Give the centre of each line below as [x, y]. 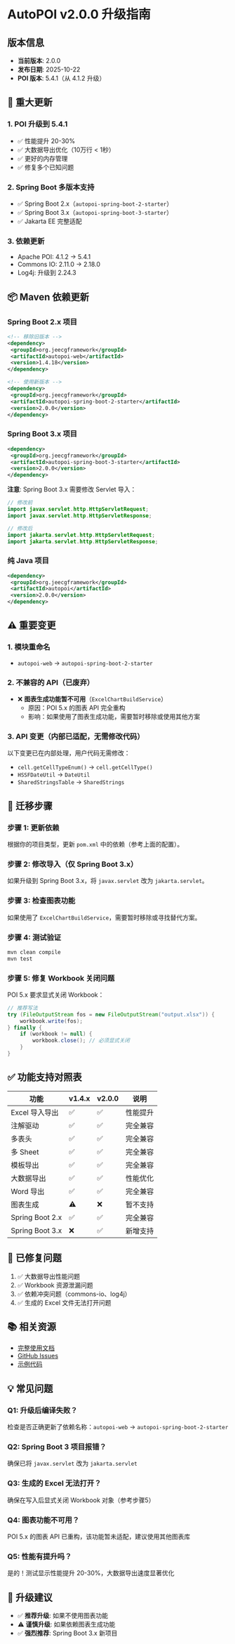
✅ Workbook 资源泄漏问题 [55, 1285]
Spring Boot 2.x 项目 [42, 321]
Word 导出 [28, 1191]
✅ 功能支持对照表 [45, 1077]
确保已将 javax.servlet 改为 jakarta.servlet [73, 1464]
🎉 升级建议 [30, 1597]
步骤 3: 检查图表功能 [41, 901]
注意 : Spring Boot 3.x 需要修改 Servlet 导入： [72, 489]
